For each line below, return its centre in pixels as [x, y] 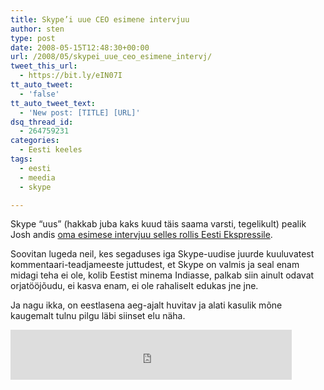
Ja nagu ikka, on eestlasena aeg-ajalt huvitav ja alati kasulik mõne [146, 305]
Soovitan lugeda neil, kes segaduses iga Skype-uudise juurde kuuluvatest [162, 254]
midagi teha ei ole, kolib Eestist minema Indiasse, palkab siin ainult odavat [162, 275]
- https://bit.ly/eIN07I [71, 76]
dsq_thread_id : [42, 122]
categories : [35, 141]
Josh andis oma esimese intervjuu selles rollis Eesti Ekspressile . [141, 235]
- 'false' [39, 94]
